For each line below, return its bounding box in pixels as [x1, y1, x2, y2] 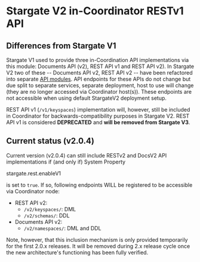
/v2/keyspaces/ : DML [23, 205, 76, 212]
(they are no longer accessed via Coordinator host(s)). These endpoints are [6, 88, 192, 95]
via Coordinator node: [6, 187, 60, 195]
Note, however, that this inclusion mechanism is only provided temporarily [6, 236, 188, 243]
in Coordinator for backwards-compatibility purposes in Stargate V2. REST [6, 112, 190, 119]
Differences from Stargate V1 [6, 41, 116, 51]
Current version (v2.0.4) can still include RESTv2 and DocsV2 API [6, 152, 167, 159]
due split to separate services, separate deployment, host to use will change [6, 82, 194, 89]
